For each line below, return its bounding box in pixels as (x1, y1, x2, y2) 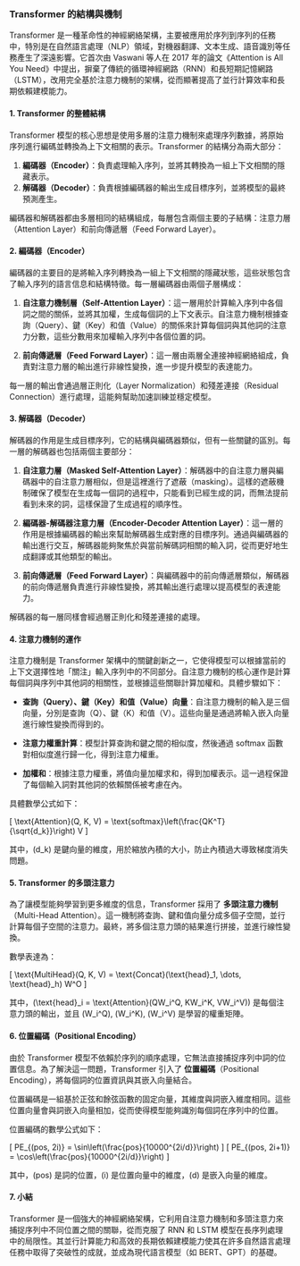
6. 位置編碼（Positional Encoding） (9, 1030, 141, 1041)
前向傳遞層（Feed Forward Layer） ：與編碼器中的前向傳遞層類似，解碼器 (21, 570, 290, 580)
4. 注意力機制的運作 (9, 633, 82, 645)
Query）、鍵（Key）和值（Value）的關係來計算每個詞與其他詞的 (37, 319, 271, 330)
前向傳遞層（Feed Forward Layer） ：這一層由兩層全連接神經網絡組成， (21, 350, 282, 360)
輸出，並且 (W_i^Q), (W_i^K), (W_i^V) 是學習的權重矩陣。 (39, 1009, 248, 1019)
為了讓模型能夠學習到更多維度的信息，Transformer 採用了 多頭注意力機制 (9, 899, 279, 909)
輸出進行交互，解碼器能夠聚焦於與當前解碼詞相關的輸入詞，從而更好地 (21, 539, 281, 551)
